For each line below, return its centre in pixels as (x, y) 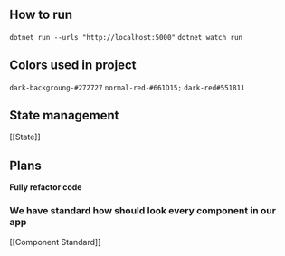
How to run (41, 15)
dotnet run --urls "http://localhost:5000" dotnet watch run (126, 37)
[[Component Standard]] (55, 242)
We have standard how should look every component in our (142, 211)
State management (64, 115)
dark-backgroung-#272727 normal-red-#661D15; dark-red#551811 (127, 88)
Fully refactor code (46, 187)
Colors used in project (73, 66)
